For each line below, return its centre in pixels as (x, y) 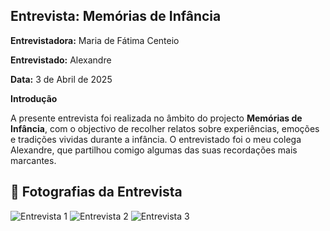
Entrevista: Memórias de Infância (116, 16)
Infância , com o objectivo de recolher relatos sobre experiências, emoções (165, 128)
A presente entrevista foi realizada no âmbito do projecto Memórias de (156, 118)
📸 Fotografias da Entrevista (96, 192)
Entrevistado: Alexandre (61, 60)
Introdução (34, 98)
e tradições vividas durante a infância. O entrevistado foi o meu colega (156, 139)
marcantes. (33, 160)
